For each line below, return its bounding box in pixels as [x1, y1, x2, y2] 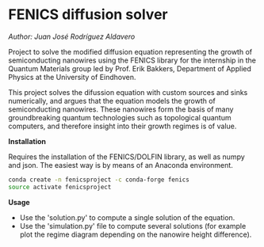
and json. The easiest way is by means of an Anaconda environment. [8, 160, 234, 169]
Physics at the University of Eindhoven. [8, 72, 136, 82]
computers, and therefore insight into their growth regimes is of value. [8, 121, 237, 131]
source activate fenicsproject [8, 183, 112, 191]
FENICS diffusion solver [8, 6, 168, 24]
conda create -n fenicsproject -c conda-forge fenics [8, 176, 190, 184]
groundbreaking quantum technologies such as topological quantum [8, 112, 231, 122]
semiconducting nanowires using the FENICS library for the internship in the [8, 55, 256, 65]
